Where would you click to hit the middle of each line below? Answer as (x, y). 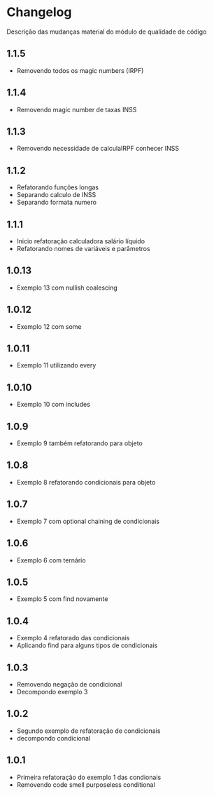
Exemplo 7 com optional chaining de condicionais (88, 521)
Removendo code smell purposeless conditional (86, 784)
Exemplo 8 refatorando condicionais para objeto (86, 482)
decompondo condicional (53, 738)
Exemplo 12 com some (49, 326)
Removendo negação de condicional (69, 684)
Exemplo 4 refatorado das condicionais (73, 638)
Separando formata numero (57, 202)
